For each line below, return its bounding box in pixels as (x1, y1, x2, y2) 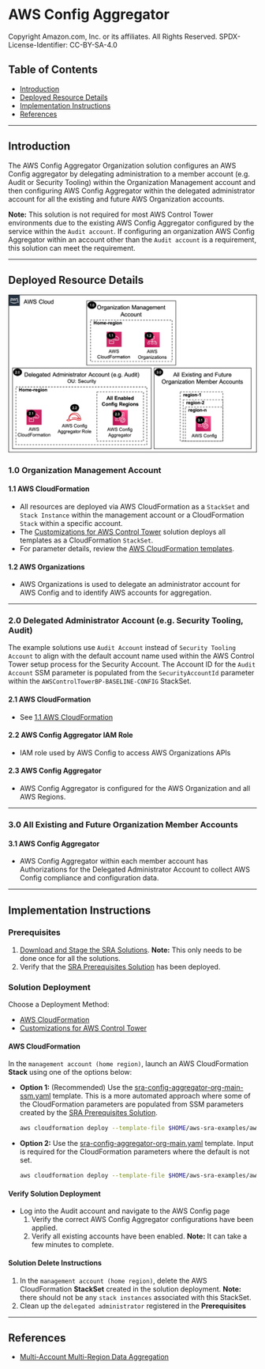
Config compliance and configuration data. (19, 873, 159, 883)
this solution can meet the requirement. (8, 243, 136, 252)
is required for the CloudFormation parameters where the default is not (19, 1147, 250, 1156)
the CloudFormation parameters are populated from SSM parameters (19, 1099, 244, 1109)
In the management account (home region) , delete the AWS (19, 1276, 207, 1285)
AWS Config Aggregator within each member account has (19, 857, 209, 866)
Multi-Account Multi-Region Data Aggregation (19, 1352, 170, 1362)
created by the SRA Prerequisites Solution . (19, 1108, 158, 1118)
